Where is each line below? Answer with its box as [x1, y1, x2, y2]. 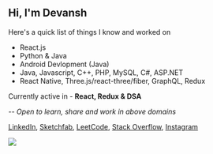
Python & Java [19, 51, 67, 60]
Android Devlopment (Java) [19, 59, 110, 69]
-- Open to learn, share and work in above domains [8, 107, 176, 116]
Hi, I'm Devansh [8, 6, 88, 20]
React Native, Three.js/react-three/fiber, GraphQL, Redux [19, 76, 206, 85]
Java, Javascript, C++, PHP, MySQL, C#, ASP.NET [19, 67, 184, 77]
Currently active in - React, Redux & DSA [8, 91, 142, 101]
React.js [19, 43, 47, 52]
